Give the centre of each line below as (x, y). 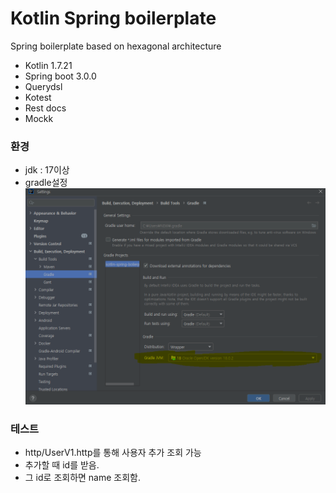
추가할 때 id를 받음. (62, 465)
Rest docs (45, 108)
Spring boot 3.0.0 (60, 76)
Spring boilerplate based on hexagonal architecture (116, 46)
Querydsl (43, 86)
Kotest (38, 97)
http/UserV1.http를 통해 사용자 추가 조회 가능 (113, 453)
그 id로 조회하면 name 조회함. (83, 478)
